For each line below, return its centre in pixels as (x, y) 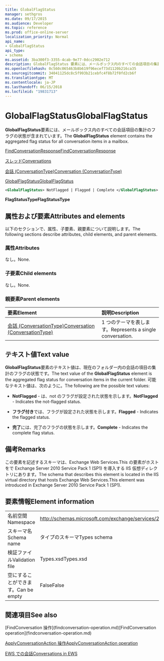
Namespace (21, 523)
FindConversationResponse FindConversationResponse (61, 151)
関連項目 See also (31, 615)
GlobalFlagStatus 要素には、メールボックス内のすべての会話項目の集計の (78, 130)
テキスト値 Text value (37, 354)
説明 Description (120, 313)
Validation (24, 560)
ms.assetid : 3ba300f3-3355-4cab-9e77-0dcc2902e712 (58, 60)
